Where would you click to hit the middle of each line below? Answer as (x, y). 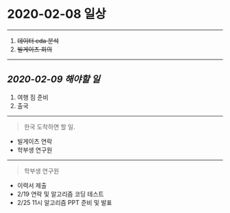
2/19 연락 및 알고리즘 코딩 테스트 (61, 194)
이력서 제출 (32, 185)
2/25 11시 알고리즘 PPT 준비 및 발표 (64, 202)
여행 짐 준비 (33, 97)
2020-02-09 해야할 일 (54, 79)
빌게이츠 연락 (35, 141)
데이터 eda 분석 (38, 40)
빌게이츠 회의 (35, 49)
